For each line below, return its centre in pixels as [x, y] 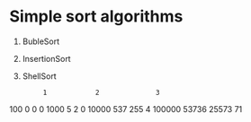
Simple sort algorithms [96, 17]
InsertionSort [46, 58]
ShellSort [39, 76]
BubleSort [41, 41]
